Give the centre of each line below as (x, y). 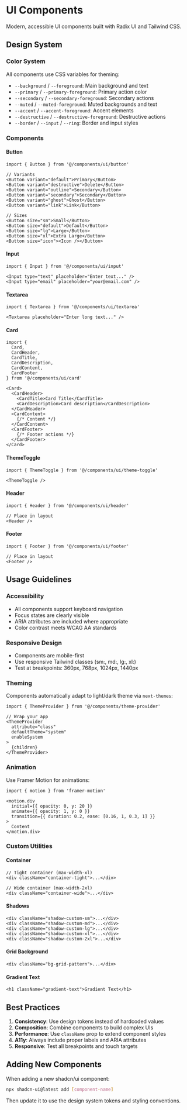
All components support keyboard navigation (69, 609)
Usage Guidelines (39, 580)
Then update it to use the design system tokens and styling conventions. (93, 1101)
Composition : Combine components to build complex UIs (84, 1028)
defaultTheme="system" (39, 732)
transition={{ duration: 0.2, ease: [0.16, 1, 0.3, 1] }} (84, 816)
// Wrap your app (27, 717)
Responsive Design (34, 643)
